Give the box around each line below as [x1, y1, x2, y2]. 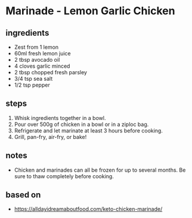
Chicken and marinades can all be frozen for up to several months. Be [14, 166, 186, 173]
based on [5, 190, 41, 200]
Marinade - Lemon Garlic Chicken [5, 4, 175, 18]
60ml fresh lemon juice [14, 50, 71, 57]
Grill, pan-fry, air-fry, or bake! [14, 133, 87, 140]
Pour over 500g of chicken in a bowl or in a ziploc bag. [14, 121, 149, 128]
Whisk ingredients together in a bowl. [14, 114, 106, 121]
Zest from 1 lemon [14, 43, 59, 50]
